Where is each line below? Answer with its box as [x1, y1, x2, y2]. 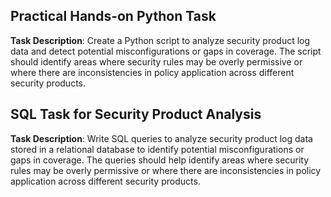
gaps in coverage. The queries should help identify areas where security [10, 154, 310, 166]
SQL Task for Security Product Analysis [10, 106, 262, 123]
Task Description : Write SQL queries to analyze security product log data [10, 132, 313, 144]
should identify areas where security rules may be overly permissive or [10, 55, 303, 68]
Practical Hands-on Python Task [10, 8, 217, 25]
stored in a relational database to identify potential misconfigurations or [10, 143, 305, 155]
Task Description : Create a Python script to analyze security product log [10, 34, 311, 46]
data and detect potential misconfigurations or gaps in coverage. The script [10, 45, 322, 57]
